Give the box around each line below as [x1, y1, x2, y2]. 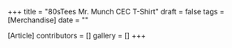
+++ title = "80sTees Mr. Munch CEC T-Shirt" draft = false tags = [7, 7, 225, 16]
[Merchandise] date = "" [7, 15, 88, 25]
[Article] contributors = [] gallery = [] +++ [7, 31, 147, 40]
